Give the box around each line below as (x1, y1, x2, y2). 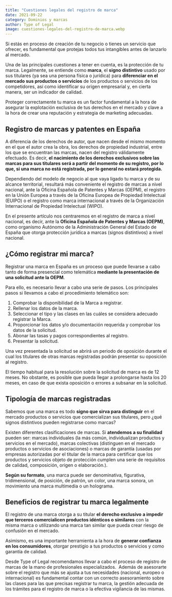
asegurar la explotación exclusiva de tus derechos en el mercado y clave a (5, 104, 163, 111)
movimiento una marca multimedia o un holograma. (5, 483, 114, 489)
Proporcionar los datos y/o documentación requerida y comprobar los (12, 321, 161, 328)
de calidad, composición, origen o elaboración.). (5, 462, 108, 468)
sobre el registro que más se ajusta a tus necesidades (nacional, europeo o (5, 569, 164, 576)
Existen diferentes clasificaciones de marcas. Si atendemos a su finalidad (5, 429, 163, 435)
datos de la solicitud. (12, 327, 57, 333)
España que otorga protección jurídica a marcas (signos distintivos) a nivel (5, 229, 163, 236)
